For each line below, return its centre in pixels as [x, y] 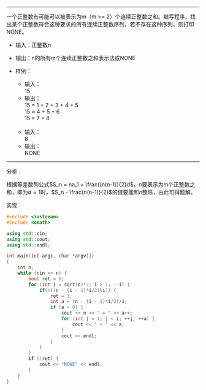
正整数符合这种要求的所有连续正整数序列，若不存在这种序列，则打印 [108, 24]
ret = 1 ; [61, 296]
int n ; [26, 267]
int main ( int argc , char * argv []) [51, 256]
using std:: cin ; [27, 234]
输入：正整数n [33, 45]
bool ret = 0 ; [46, 279]
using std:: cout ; [29, 239]
